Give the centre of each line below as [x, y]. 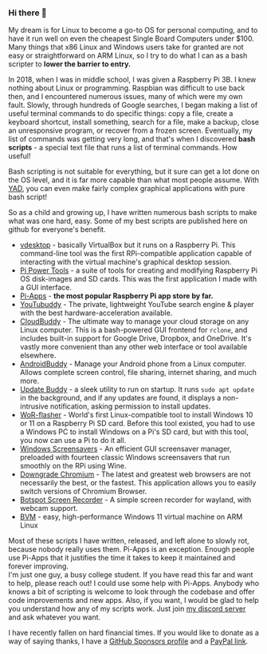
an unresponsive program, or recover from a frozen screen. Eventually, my [130, 130]
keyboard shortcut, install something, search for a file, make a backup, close [133, 122]
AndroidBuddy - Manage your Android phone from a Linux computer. [133, 364]
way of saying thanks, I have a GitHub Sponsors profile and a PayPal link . [128, 641]
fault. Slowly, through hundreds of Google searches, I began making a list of [133, 105]
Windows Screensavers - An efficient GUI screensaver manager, [126, 449]
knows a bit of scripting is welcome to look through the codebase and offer [132, 592]
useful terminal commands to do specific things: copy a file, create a [121, 114]
